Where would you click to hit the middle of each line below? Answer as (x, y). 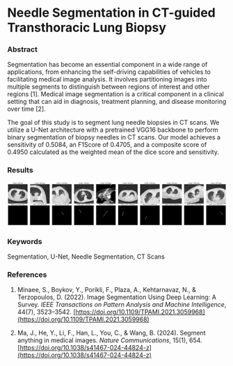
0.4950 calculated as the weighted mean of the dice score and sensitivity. (113, 152)
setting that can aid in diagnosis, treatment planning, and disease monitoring (117, 102)
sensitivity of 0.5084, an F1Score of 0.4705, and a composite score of (107, 145)
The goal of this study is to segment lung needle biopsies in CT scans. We (113, 123)
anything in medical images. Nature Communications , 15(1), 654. (110, 340)
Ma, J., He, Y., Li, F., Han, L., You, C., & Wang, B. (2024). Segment (111, 333)
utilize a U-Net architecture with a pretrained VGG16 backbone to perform (113, 130)
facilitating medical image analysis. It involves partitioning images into (107, 79)
